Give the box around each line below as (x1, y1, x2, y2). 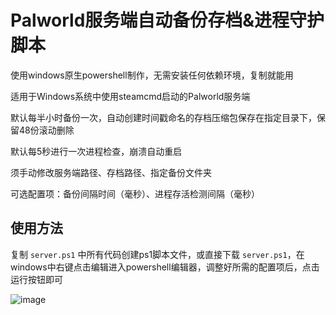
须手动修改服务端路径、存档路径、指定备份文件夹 (10, 166, 212, 178)
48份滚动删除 (18, 124, 75, 136)
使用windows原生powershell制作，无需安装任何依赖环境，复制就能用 (10, 69, 294, 81)
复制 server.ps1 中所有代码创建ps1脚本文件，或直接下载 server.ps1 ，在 (10, 248, 305, 260)
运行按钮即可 (10, 273, 63, 285)
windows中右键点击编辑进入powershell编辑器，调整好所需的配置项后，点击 (10, 261, 320, 273)
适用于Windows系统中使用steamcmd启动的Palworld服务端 (10, 90, 251, 102)
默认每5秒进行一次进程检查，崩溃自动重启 (10, 145, 183, 157)
